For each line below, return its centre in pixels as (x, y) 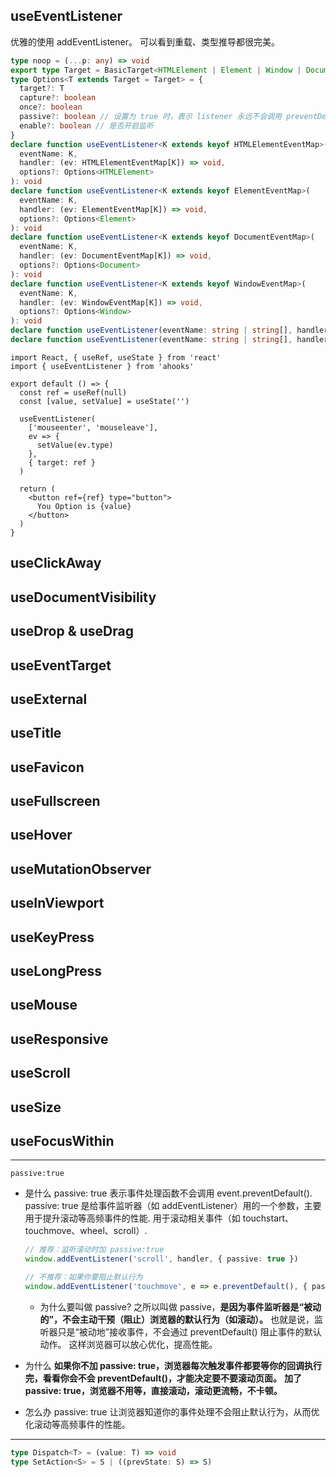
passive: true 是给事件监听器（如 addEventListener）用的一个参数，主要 (173, 1206)
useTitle (36, 733)
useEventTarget (61, 665)
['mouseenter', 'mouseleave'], (93, 427)
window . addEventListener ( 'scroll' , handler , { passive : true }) (161, 1259)
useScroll (40, 1073)
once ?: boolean (51, 107)
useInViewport (57, 903)
